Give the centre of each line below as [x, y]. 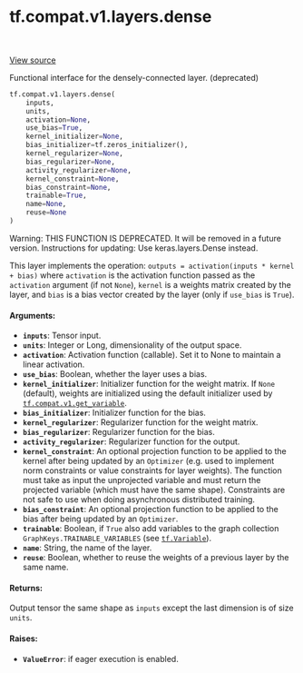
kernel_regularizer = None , [75, 153]
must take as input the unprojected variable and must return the [142, 480]
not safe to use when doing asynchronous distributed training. [139, 500]
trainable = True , [57, 196]
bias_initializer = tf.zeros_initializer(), [107, 145]
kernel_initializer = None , [75, 137]
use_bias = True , [54, 128]
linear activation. [54, 364]
